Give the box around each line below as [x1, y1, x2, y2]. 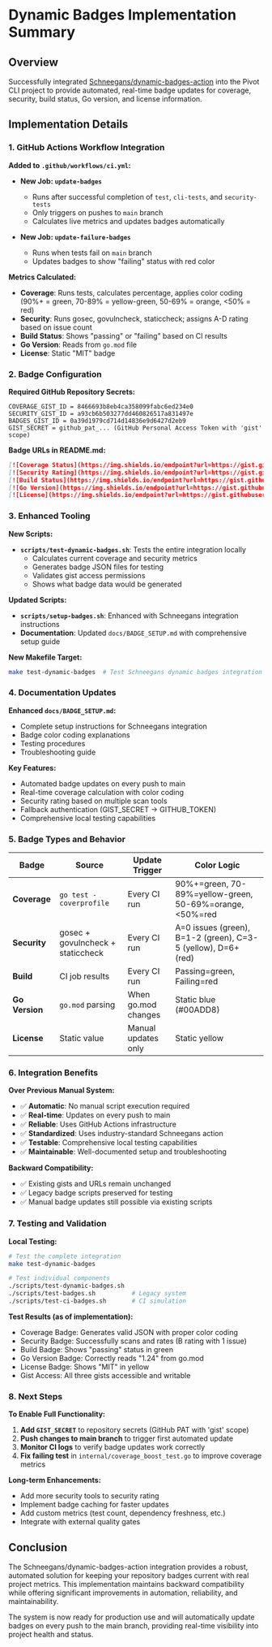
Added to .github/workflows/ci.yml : [8, 160, 131, 170]
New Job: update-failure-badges [19, 231, 131, 241]
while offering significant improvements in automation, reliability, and [8, 1588, 238, 1597]
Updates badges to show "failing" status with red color [32, 256, 215, 266]
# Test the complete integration [8, 1252, 121, 1260]
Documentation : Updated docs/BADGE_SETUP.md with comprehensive [19, 628, 247, 638]
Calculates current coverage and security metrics [32, 553, 198, 563]
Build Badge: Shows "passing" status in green [19, 1344, 174, 1354]
